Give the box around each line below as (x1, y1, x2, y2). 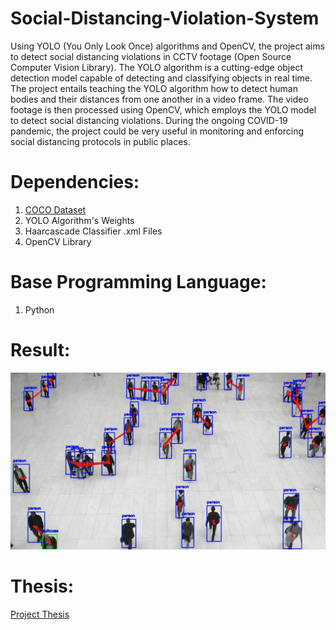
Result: (10, 339, 71, 361)
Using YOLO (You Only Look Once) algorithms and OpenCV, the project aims (10, 40, 325, 52)
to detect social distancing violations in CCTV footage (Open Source (10, 50, 292, 62)
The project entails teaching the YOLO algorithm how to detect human (10, 82, 298, 94)
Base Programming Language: (10, 271, 267, 294)
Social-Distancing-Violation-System (10, 7, 320, 30)
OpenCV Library (24, 235, 92, 247)
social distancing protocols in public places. (10, 135, 191, 147)
